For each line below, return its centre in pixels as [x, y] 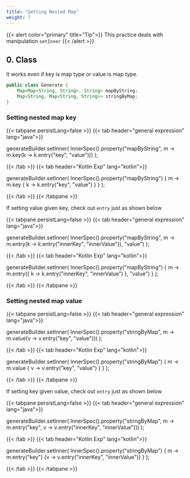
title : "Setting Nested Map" [43, 12]
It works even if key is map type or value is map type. [72, 74]
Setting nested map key [41, 117]
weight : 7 [19, 17]
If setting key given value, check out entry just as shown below [84, 391]
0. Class [22, 60]
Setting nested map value [44, 301]
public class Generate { [37, 85]
